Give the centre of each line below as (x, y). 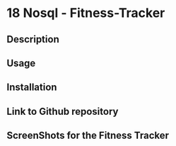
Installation (32, 88)
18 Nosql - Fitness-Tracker (86, 13)
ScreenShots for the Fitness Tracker (88, 136)
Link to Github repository (63, 111)
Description (33, 39)
